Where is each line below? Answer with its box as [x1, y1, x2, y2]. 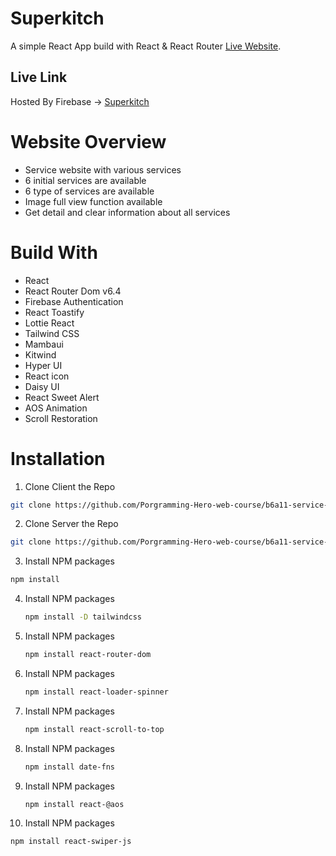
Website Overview [10, 130, 167, 153]
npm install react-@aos [24, 799, 125, 809]
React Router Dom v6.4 [24, 285, 122, 297]
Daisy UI [24, 380, 60, 392]
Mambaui [24, 338, 64, 350]
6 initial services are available [24, 174, 147, 186]
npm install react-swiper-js [10, 837, 132, 847]
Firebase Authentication [24, 295, 124, 307]
